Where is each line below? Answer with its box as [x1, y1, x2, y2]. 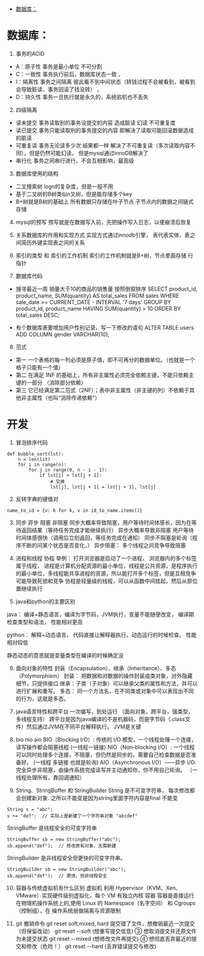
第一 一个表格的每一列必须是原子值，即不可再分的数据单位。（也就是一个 [15, 356, 196, 363]
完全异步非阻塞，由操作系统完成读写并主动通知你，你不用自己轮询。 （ [15, 766, 192, 773]
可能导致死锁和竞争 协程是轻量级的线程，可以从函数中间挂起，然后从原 [15, 577, 192, 585]
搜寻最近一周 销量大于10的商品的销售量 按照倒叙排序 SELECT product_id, [15, 285, 198, 293]
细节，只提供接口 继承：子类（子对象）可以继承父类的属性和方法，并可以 [15, 679, 198, 687]
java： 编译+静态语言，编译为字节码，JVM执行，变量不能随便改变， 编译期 [7, 611, 194, 618]
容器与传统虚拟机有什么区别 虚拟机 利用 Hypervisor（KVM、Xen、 [15, 884, 181, 891]
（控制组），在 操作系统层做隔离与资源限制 [15, 907, 121, 914]
